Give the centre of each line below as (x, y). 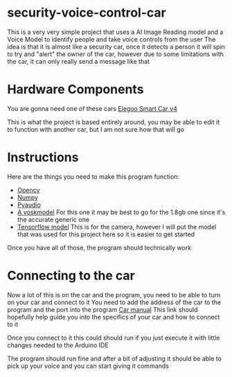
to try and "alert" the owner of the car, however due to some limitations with (115, 54)
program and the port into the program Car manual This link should (103, 309)
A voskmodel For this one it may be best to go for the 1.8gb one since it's (121, 212)
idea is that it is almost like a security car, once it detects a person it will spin (116, 46)
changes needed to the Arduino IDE (58, 345)
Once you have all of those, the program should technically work (99, 247)
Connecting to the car (71, 276)
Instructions (43, 158)
